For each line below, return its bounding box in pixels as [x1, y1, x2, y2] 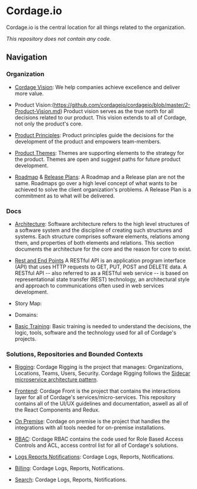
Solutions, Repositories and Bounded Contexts [6, 350, 143, 358]
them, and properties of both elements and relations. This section [14, 239, 175, 246]
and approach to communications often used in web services [14, 282, 164, 289]
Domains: [14, 311, 38, 318]
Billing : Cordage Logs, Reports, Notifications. [14, 465, 125, 472]
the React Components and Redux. [14, 406, 100, 413]
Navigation [6, 52, 47, 63]
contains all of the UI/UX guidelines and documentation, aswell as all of [14, 400, 189, 407]
